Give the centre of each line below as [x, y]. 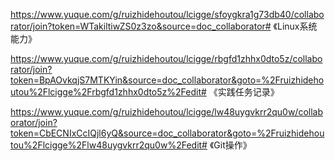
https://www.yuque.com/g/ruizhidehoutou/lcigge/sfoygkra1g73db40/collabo [167, 14]
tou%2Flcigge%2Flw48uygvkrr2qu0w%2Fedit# [109, 145]
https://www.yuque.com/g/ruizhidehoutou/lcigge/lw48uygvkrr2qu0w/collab [167, 112]
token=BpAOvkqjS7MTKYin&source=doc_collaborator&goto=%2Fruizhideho [167, 80]
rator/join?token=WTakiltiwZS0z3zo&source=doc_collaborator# [141, 26]
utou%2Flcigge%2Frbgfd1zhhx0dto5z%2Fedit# [108, 92]
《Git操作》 [230, 145]
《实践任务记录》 [244, 92]
